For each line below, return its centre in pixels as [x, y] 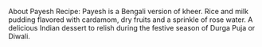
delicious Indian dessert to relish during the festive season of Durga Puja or [132, 28]
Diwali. [19, 36]
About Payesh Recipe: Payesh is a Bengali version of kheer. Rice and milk [129, 11]
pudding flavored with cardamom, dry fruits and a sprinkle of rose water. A [131, 20]
